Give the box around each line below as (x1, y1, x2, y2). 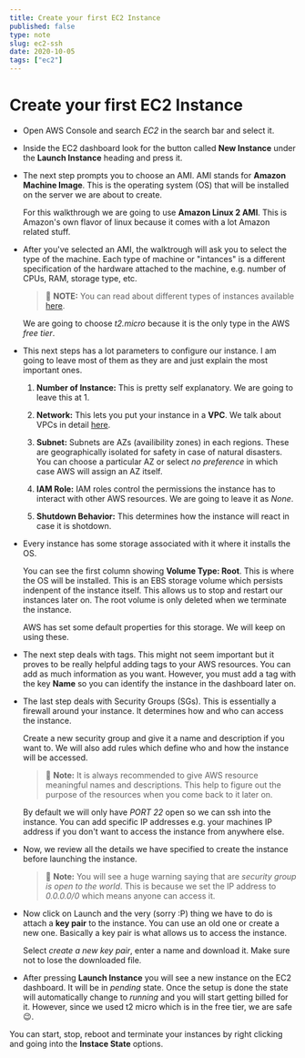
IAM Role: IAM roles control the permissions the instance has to (36, 483, 276, 494)
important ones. (22, 364, 83, 375)
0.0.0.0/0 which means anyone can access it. (45, 890, 216, 901)
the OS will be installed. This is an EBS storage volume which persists (22, 575, 284, 585)
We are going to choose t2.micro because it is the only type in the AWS (22, 318, 290, 329)
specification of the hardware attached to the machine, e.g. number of (22, 263, 287, 274)
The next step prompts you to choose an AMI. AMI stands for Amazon (22, 169, 287, 180)
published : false (9, 22, 76, 31)
